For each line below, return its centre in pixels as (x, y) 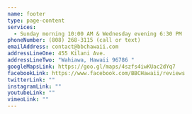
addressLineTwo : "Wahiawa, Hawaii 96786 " (71, 60)
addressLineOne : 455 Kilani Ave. (57, 54)
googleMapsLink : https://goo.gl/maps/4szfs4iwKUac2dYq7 (91, 67)
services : (22, 27)
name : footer (27, 14)
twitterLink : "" (31, 80)
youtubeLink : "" (31, 93)
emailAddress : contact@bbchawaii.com (63, 47)
